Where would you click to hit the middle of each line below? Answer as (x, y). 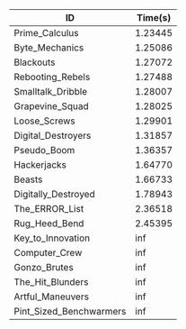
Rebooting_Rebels (52, 77)
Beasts (28, 179)
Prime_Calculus (46, 33)
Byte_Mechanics (49, 47)
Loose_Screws (45, 121)
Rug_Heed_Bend (49, 223)
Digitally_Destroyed (55, 194)
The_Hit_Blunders (51, 282)
